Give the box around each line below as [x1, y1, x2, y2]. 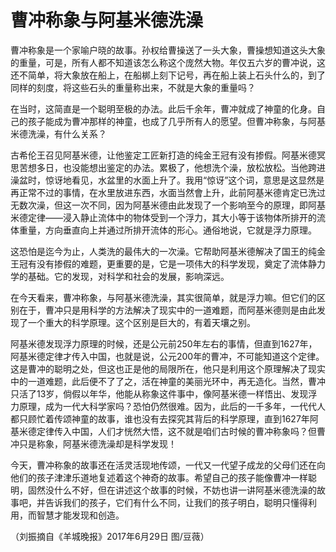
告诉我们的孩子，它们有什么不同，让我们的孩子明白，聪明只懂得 [44, 496, 308, 508]
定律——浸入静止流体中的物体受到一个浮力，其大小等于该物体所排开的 [27, 211, 317, 223]
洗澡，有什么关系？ [27, 127, 107, 140]
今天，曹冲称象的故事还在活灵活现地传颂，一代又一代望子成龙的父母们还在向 [10, 459, 326, 471]
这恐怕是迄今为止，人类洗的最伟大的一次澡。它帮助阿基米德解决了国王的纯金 [10, 245, 326, 257]
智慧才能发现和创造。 [36, 509, 125, 521]
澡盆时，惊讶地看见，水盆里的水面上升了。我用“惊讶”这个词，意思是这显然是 [10, 174, 325, 186]
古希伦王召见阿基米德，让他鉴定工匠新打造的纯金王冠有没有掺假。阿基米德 [10, 149, 317, 161]
